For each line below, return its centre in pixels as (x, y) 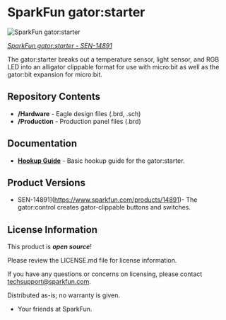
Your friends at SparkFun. (55, 309)
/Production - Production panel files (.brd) (79, 121)
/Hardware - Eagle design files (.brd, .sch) (79, 113)
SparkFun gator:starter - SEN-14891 (60, 45)
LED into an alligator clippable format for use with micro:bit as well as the (113, 67)
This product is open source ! (49, 247)
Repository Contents (54, 97)
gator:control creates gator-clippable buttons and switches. (104, 207)
